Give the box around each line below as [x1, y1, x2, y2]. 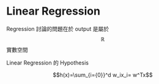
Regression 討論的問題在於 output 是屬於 [6, 25, 109, 32]
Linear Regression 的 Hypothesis [6, 59, 89, 66]
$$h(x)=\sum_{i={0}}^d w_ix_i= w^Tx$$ [53, 71, 153, 79]
